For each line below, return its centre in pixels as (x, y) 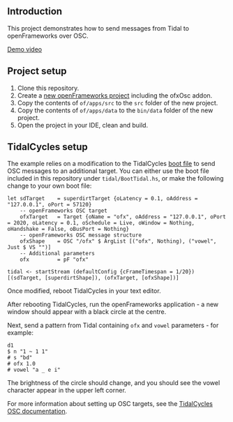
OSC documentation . (37, 412)
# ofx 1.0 (22, 364)
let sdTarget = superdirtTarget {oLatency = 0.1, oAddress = (103, 199)
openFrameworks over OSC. (48, 36)
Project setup (37, 71)
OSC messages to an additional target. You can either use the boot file (108, 171)
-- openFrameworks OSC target (64, 211)
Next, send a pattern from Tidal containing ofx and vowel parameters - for (113, 325)
